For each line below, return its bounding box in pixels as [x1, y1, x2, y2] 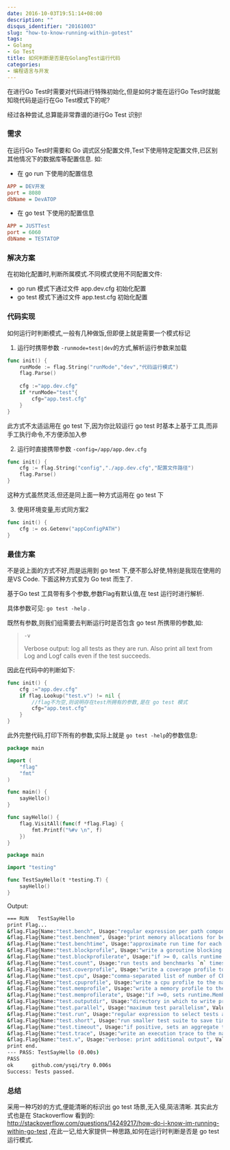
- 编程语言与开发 [7, 67, 49, 74]
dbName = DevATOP [7, 196, 57, 203]
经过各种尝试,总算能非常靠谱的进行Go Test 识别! [7, 111, 142, 119]
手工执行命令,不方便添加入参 [7, 430, 88, 438]
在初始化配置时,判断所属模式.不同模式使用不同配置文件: [7, 270, 163, 278]
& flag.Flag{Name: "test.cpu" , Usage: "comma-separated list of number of [7, 972, 216, 979]
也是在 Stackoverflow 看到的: [12, 1111, 95, 1119]
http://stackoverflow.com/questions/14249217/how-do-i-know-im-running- [7, 1118, 220, 1127]
